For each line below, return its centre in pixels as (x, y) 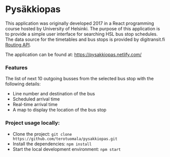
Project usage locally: (32, 123)
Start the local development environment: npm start (67, 149)
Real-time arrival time (35, 104)
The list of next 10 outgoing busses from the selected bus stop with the (79, 79)
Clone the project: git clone (42, 134)
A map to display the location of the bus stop (59, 110)
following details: (23, 84)
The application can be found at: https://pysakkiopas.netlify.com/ (74, 55)
